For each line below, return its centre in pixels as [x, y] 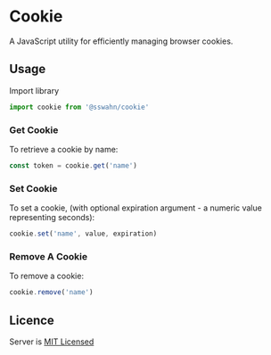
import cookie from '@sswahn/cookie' [79, 107]
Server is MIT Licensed [52, 342]
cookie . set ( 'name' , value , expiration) [83, 234]
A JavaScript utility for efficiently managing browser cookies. [121, 41]
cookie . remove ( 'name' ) [51, 293]
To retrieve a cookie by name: [64, 149]
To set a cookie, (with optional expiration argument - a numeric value [136, 208]
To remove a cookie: [47, 276]
